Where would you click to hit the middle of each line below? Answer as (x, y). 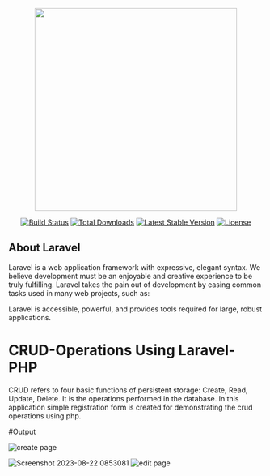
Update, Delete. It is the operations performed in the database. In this (124, 398)
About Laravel (44, 248)
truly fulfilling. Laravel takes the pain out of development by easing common (135, 285)
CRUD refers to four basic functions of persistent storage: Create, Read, (128, 390)
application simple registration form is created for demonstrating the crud (131, 407)
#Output (22, 431)
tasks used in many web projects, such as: (79, 293)
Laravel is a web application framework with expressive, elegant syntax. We (135, 267)
